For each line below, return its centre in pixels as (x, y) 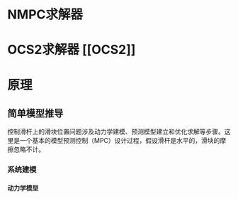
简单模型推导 (35, 113)
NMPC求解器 (45, 15)
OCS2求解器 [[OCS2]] (72, 50)
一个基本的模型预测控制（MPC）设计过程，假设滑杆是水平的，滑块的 (120, 141)
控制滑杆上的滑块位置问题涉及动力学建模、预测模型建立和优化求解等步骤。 (116, 131)
